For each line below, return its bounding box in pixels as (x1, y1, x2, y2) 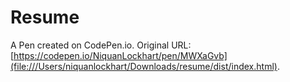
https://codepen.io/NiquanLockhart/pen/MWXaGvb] (13, 49, 228, 61)
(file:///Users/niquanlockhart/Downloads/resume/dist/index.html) (10, 60, 278, 72)
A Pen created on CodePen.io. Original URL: (10, 39, 192, 51)
